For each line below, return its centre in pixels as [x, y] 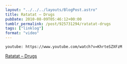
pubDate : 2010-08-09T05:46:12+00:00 [43, 19]
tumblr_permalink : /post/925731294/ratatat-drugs [58, 24]
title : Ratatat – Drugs [30, 14]
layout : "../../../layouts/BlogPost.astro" [51, 10]
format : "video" [22, 33]
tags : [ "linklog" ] [24, 28]
